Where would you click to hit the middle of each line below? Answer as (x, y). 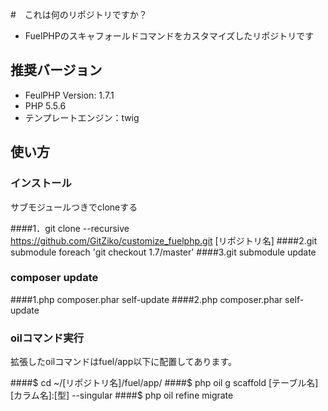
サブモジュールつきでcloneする (74, 207)
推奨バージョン (56, 70)
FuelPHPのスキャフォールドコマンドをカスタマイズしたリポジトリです (169, 36)
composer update (54, 278)
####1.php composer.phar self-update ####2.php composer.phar (146, 299)
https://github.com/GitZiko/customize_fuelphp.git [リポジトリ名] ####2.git (164, 240)
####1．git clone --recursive (70, 228)
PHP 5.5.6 (45, 105)
